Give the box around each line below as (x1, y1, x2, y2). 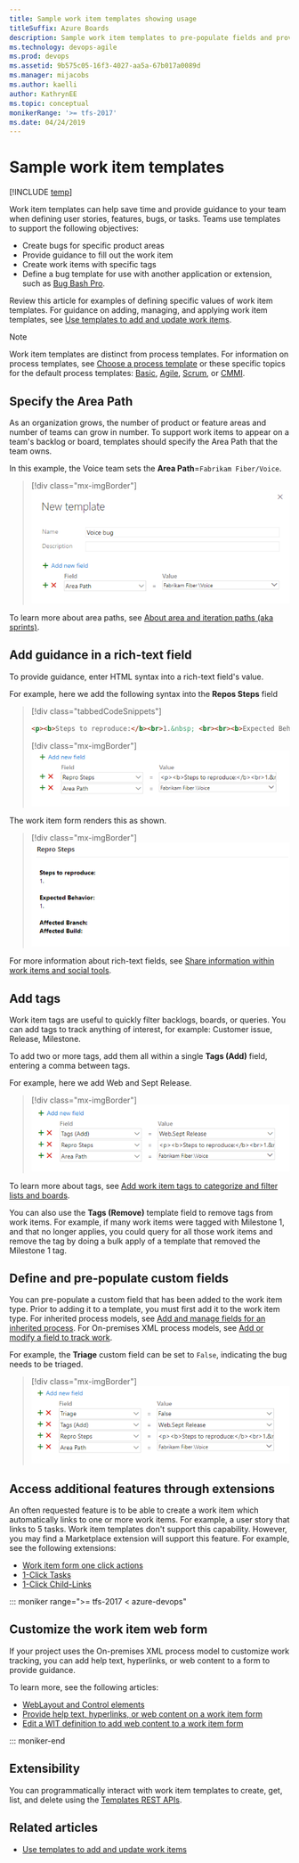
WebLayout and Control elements (21, 1699, 145, 1710)
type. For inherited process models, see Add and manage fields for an (9, 1313, 266, 1324)
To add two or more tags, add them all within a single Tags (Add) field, (9, 1051, 268, 1062)
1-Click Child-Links (21, 1579, 92, 1590)
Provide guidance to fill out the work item (21, 250, 174, 260)
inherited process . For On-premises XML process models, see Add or (9, 1323, 264, 1334)
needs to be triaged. (9, 1359, 84, 1370)
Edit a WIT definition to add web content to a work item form (21, 1718, 244, 1728)
